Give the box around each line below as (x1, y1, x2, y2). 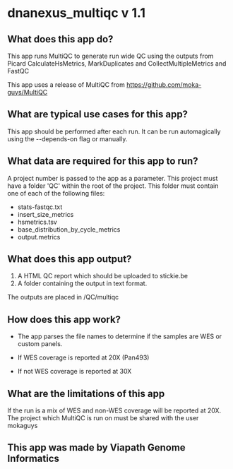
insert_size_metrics (17, 210, 74, 218)
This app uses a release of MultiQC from (7, 81, 125, 89)
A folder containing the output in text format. (17, 279, 148, 287)
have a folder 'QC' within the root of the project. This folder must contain (7, 182, 219, 190)
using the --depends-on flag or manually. (7, 134, 128, 143)
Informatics (7, 453, 60, 465)
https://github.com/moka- (126, 81, 202, 89)
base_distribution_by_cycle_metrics (17, 225, 121, 234)
